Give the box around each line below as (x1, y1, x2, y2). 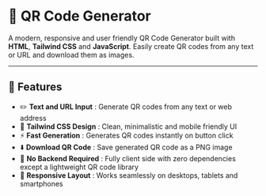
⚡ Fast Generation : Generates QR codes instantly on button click (19, 130, 234, 140)
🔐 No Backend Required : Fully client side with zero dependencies (19, 153, 236, 163)
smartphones (19, 179, 63, 188)
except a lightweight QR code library (19, 162, 139, 171)
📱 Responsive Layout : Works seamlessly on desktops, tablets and (19, 170, 238, 180)
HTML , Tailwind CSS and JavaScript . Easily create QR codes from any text (8, 41, 254, 51)
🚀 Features (8, 81, 63, 94)
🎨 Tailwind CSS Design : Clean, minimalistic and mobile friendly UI (19, 122, 237, 131)
